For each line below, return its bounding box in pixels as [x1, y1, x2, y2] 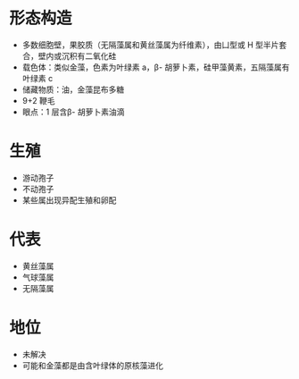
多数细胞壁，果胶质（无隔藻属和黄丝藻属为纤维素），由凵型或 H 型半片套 [21, 39, 287, 50]
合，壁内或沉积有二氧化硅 [21, 50, 117, 61]
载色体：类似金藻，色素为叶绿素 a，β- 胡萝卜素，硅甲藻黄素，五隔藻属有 [21, 62, 290, 72]
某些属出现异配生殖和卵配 [21, 194, 117, 206]
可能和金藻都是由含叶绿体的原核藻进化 [21, 359, 163, 371]
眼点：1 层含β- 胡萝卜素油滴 [21, 106, 125, 117]
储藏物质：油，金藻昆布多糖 [21, 84, 125, 95]
